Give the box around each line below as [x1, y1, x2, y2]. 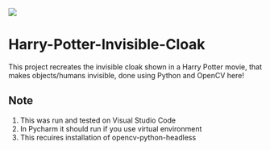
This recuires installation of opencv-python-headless [19, 132, 197, 142]
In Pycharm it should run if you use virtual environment [19, 123, 202, 133]
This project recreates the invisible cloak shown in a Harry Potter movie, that [8, 61, 263, 72]
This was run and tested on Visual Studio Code [19, 115, 176, 125]
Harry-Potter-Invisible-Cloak [8, 35, 206, 54]
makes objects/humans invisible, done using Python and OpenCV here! [8, 70, 244, 80]
